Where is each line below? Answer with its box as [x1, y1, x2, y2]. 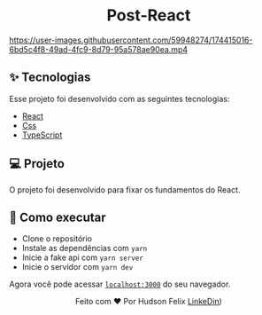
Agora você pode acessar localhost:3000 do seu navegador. [9, 279, 231, 289]
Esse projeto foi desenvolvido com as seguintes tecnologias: [9, 93, 230, 104]
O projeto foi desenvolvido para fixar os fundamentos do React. [9, 184, 241, 195]
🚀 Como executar [9, 209, 106, 224]
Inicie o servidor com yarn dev [21, 262, 134, 272]
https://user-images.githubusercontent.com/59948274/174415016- [9, 35, 253, 45]
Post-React [106, 5, 191, 26]
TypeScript [21, 130, 63, 140]
